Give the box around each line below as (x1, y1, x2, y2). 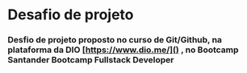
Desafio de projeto (7, 6, 134, 24)
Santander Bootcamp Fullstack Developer (7, 55, 174, 66)
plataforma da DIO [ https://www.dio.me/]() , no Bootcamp (7, 44, 239, 55)
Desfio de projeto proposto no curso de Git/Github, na (7, 34, 223, 46)
